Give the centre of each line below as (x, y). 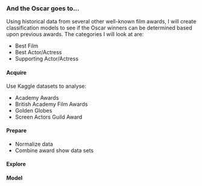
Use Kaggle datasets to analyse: (46, 86)
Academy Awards (37, 98)
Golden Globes (33, 110)
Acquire (17, 72)
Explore (16, 164)
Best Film (27, 46)
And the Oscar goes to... (43, 8)
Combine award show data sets (54, 150)
